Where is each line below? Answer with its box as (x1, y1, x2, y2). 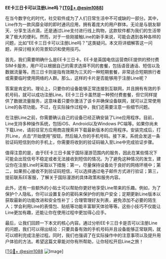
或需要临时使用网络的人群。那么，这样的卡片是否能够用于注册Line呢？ (5, 75, 148, 81)
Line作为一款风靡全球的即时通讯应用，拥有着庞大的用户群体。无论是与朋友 (5, 22, 157, 27)
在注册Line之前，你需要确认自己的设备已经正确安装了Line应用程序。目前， (5, 114, 157, 120)
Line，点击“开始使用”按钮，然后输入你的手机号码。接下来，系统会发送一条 (9, 133, 161, 139)
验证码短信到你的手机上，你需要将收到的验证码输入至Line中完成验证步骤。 (5, 139, 157, 145)
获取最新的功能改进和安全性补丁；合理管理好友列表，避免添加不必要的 (5, 197, 148, 203)
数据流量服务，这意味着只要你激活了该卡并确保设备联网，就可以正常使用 (13, 98, 161, 104)
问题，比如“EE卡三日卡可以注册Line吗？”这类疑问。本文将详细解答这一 (5, 40, 148, 46)
